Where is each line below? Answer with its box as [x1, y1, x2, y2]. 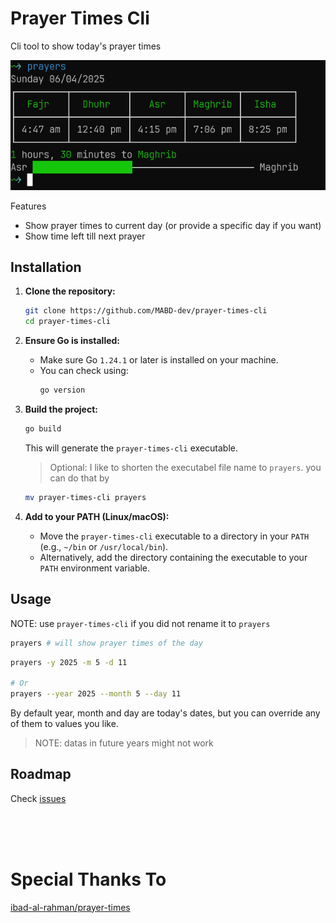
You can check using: [39, 365, 129, 377]
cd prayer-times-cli [24, 317, 111, 327]
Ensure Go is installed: [24, 335, 121, 347]
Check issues [10, 792, 67, 804]
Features [10, 200, 47, 212]
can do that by [49, 472, 110, 484]
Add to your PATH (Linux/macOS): [24, 510, 170, 522]
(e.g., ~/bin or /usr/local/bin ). [39, 540, 169, 552]
